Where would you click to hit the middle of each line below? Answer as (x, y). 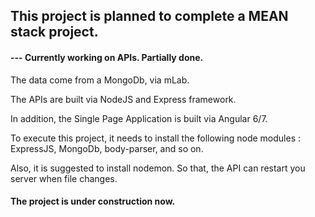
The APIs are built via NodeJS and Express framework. (123, 99)
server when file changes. (64, 178)
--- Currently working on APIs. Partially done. (107, 57)
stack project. (54, 32)
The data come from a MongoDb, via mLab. (100, 80)
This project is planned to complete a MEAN (149, 16)
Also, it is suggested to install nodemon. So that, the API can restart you (158, 168)
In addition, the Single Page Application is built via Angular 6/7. (139, 118)
